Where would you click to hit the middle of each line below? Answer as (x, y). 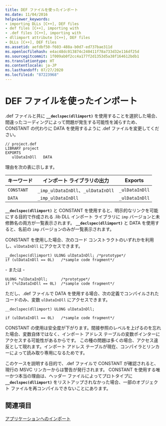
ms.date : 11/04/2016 (27, 14)
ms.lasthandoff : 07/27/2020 (34, 70)
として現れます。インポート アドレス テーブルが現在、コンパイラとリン (82, 346)
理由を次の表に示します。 (31, 167)
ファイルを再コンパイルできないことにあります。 (61, 388)
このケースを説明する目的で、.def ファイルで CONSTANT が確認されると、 (82, 363)
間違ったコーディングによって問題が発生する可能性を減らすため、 (73, 122)
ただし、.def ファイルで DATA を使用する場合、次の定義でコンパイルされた (82, 293)
